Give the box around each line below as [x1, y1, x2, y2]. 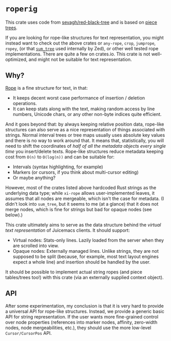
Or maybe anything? [12, 174, 56, 180]
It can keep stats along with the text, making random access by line [12, 106, 155, 112]
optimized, [5, 56, 28, 63]
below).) [5, 212, 23, 218]
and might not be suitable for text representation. [28, 56, 132, 63]
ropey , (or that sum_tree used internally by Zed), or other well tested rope [5, 45, 159, 51]
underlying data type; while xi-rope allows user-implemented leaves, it [5, 190, 155, 196]
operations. [12, 100, 37, 106]
